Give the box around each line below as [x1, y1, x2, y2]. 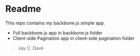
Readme [5, 3, 42, 15]
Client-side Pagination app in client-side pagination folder [12, 35, 135, 41]
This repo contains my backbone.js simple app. [5, 20, 105, 26]
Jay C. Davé [17, 45, 44, 51]
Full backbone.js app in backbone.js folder [12, 30, 103, 36]
